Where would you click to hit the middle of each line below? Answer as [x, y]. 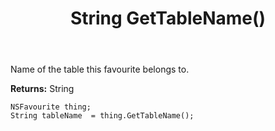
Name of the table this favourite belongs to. [100, 69]
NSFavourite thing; [51, 107]
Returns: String [42, 89]
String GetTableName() [168, 18]
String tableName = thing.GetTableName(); [102, 116]
